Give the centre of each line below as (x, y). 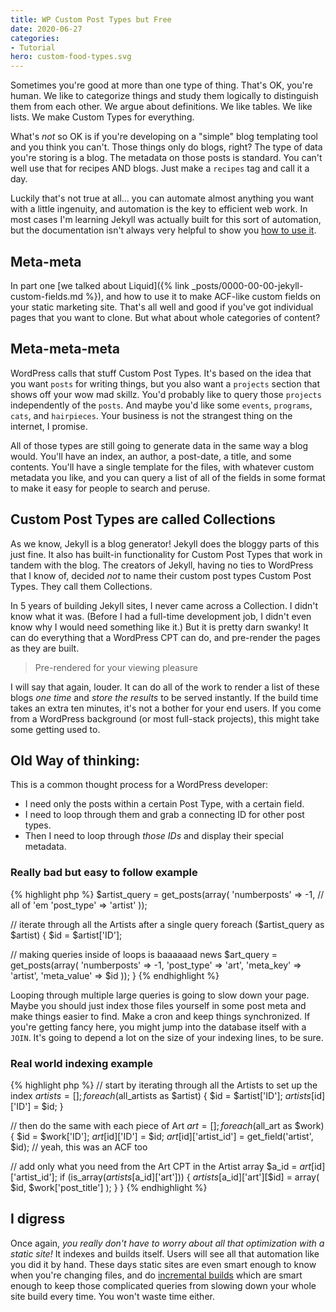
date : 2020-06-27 (46, 29)
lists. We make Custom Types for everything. (102, 117)
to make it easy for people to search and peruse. (110, 488)
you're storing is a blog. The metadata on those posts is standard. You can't (166, 158)
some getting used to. (55, 729)
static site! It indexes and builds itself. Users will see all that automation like (165, 1253)
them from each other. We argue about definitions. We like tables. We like (161, 107)
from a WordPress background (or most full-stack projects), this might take (165, 718)
